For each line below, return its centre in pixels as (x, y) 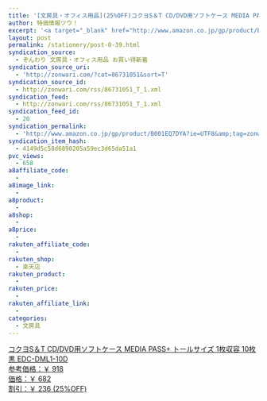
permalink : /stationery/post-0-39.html (74, 45)
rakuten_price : (33, 289)
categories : (28, 318)
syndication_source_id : (48, 82)
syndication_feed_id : (44, 112)
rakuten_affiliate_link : (49, 303)
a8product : (26, 200)
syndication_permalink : (48, 126)
